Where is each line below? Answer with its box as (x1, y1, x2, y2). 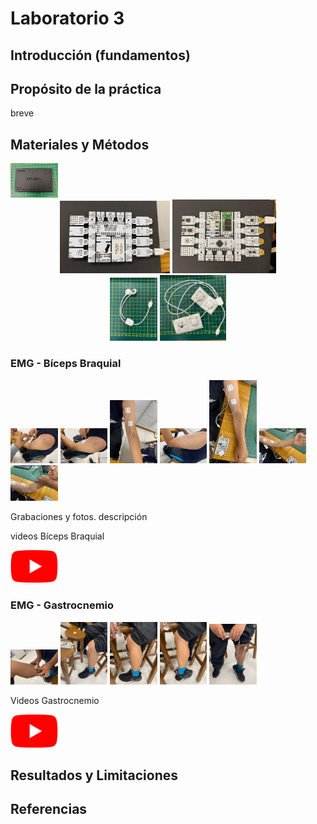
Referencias (10, 801, 88, 818)
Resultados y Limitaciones (10, 767, 179, 784)
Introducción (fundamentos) (10, 47, 191, 64)
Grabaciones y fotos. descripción (10, 510, 148, 522)
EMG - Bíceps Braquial (10, 357, 122, 371)
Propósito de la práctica (10, 80, 162, 97)
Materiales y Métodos (10, 136, 150, 153)
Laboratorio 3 (10, 7, 125, 30)
